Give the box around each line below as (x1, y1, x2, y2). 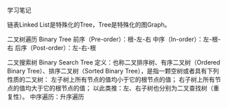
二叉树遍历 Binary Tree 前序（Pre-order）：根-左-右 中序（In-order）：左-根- (7, 35, 221, 43)
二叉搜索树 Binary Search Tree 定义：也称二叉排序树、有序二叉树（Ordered (7, 58, 221, 67)
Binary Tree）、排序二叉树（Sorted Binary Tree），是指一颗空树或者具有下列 (7, 67, 220, 75)
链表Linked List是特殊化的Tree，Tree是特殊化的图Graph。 (7, 21, 171, 29)
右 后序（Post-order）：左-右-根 (7, 44, 96, 51)
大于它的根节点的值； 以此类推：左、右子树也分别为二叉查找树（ (30, 84, 214, 92)
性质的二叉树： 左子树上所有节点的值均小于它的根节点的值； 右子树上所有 (7, 75, 215, 84)
